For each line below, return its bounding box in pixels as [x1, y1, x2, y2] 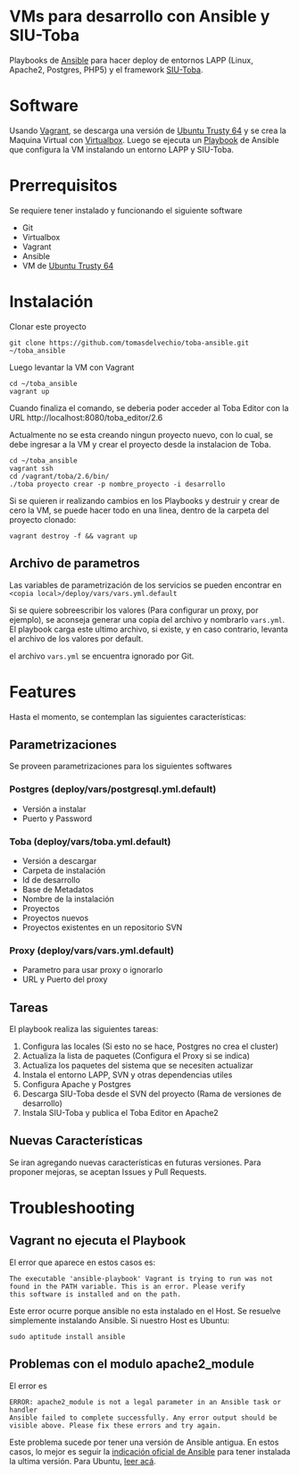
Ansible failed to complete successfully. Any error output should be [9, 1413, 278, 1422]
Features [9, 682, 77, 702]
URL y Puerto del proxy [21, 974, 108, 985]
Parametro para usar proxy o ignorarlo [21, 965, 163, 976]
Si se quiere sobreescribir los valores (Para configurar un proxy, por [9, 605, 259, 616]
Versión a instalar [21, 803, 87, 814]
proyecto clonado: [9, 514, 77, 524]
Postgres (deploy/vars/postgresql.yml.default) [9, 784, 217, 796]
